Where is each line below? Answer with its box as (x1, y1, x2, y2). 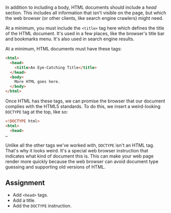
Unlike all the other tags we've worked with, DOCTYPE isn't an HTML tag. (5, 142, 155, 148)
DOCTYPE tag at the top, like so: (5, 109, 68, 115)
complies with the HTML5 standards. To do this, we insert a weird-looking (5, 103, 161, 109)
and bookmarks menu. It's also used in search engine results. (5, 36, 135, 42)
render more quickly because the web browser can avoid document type (5, 158, 159, 165)
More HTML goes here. (14, 79, 60, 85)
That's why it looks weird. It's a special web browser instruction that (5, 147, 149, 153)
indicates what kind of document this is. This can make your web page (5, 153, 154, 159)
